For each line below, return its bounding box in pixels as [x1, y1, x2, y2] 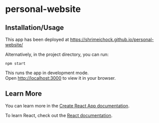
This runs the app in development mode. [5, 70, 89, 76]
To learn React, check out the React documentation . [5, 112, 113, 118]
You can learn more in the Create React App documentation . [5, 103, 130, 109]
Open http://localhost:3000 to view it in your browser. [5, 75, 116, 81]
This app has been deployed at [5, 36, 69, 42]
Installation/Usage [5, 23, 64, 32]
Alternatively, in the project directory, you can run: [5, 51, 109, 57]
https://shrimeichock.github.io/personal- [70, 36, 154, 42]
